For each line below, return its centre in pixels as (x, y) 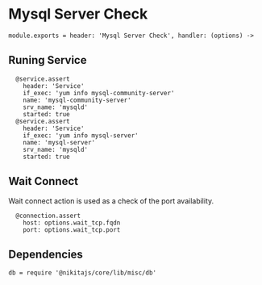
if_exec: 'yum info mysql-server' (81, 135)
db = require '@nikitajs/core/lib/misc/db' (83, 273)
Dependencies (46, 254)
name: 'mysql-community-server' (77, 100)
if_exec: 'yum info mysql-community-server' (99, 93)
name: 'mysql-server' (59, 142)
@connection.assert (48, 216)
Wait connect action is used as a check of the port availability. (111, 201)
